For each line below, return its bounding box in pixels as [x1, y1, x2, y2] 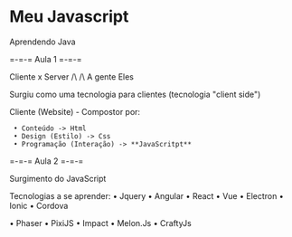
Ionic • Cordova [9, 200, 69, 211]
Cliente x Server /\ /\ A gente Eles [9, 71, 134, 82]
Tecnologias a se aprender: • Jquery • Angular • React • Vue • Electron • [9, 190, 285, 201]
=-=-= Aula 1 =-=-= [9, 53, 83, 64]
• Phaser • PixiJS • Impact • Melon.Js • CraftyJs [9, 217, 192, 228]
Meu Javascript [9, 6, 129, 27]
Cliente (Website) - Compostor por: [9, 106, 141, 117]
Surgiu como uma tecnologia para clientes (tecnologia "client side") [9, 89, 261, 100]
